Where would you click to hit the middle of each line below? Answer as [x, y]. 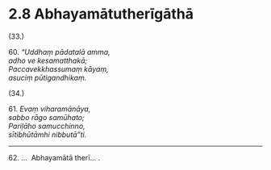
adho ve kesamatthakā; [48, 60]
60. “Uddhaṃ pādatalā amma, [59, 52]
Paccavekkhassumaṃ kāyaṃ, [58, 68]
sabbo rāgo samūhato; [46, 117]
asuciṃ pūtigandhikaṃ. [48, 77]
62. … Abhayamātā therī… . [54, 157]
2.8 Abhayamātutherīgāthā [101, 14]
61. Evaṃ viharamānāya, [50, 109]
